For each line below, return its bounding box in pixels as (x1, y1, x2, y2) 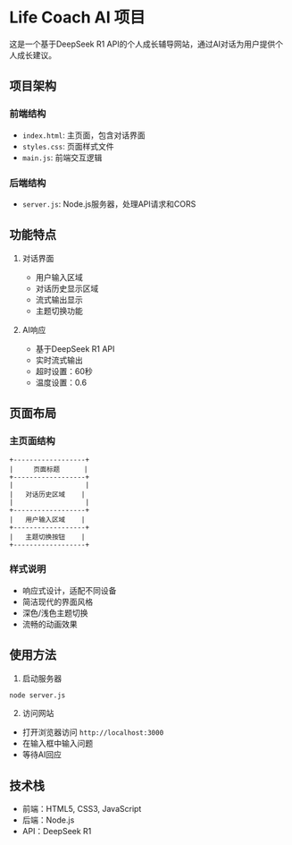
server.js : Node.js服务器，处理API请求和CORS (21, 198, 196, 209)
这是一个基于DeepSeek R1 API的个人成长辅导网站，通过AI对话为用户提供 (9, 38, 276, 49)
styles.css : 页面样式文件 (21, 141, 114, 151)
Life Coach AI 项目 (9, 7, 146, 28)
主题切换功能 (35, 305, 83, 316)
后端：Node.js (21, 815, 75, 825)
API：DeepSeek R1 (21, 826, 92, 837)
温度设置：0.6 (35, 377, 88, 388)
